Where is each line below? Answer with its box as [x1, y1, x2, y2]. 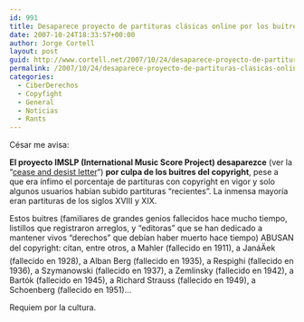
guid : [9, 55, 30, 64]
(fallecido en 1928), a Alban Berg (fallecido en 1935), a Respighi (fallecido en [9, 256, 294, 267]
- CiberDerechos [17, 81, 79, 90]
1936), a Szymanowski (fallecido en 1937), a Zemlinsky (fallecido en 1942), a [9, 265, 294, 277]
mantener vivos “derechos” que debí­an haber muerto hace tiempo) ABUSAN [9, 232, 294, 243]
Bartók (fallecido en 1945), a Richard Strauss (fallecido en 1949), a [9, 275, 256, 286]
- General [17, 97, 54, 107]
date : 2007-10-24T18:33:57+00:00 [9, 30, 136, 39]
